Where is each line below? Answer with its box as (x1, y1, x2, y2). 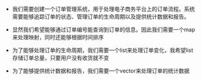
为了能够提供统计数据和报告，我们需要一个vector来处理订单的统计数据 (12, 67, 190, 75)
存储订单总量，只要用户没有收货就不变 (12, 54, 109, 61)
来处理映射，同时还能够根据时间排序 (12, 34, 104, 41)
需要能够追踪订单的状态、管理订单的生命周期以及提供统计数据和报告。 (12, 13, 190, 20)
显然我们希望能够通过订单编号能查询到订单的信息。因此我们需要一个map (12, 26, 195, 33)
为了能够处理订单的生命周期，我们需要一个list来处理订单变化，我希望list (12, 46, 194, 54)
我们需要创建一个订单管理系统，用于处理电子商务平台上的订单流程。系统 (12, 5, 195, 12)
